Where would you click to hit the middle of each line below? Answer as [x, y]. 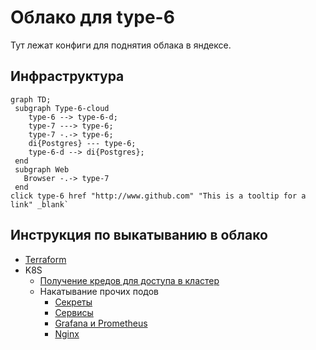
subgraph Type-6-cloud [62, 108]
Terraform [45, 259]
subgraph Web [42, 169]
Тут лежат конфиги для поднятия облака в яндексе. [121, 45]
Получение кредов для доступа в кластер [129, 280]
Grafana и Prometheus [101, 323]
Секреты [73, 302]
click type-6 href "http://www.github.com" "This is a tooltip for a [158, 196]
